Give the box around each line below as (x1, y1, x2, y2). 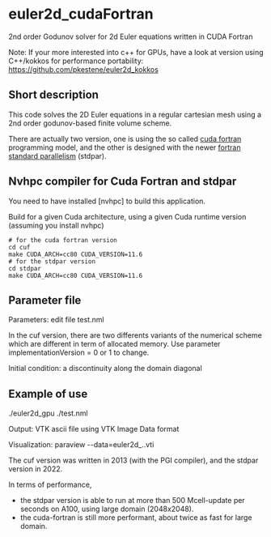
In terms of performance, (8, 479, 92, 490)
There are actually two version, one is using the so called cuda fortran (8, 134, 242, 143)
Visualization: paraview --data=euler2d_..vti (8, 440, 155, 450)
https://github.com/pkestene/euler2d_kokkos (8, 64, 159, 74)
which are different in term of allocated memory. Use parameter (8, 339, 221, 349)
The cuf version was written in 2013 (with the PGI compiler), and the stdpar (8, 455, 259, 466)
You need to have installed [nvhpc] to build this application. (8, 196, 206, 206)
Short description (8, 88, 100, 102)
